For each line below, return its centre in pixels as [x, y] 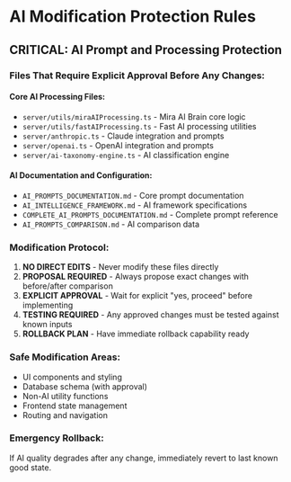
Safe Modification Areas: [65, 357]
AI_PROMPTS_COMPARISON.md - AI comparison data [111, 224]
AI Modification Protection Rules [132, 17]
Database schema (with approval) [85, 386]
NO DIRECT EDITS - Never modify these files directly [120, 267]
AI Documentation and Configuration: [81, 175]
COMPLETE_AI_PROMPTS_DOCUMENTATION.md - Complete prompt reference [150, 214]
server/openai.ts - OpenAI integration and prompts [118, 145]
